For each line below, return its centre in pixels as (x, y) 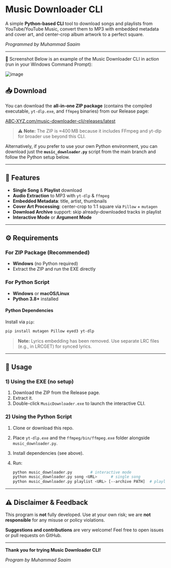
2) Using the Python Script (39, 417)
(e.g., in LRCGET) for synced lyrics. (55, 346)
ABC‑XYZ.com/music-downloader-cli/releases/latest (60, 121)
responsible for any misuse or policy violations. (55, 520)
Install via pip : (20, 322)
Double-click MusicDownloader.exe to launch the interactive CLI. (79, 403)
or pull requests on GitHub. (34, 535)
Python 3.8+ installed (35, 299)
